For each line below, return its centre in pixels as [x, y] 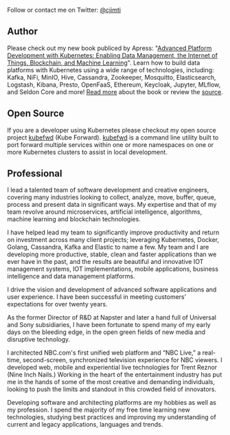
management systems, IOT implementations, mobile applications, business [113, 269]
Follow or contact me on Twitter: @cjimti [64, 10]
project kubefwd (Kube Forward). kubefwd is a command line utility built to [113, 137]
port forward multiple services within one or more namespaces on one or [111, 144]
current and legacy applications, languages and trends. [85, 425]
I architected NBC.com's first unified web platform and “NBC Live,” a [104, 353]
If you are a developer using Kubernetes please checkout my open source [112, 130]
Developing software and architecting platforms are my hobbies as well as [112, 403]
